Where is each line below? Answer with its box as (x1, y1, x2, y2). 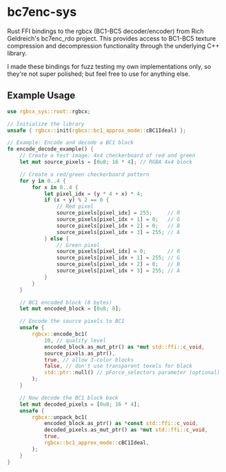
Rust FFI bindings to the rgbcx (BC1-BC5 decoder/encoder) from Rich (7, 27, 205, 35)
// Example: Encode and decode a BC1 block (7, 139, 134, 146)
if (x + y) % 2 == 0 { (43, 197, 110, 204)
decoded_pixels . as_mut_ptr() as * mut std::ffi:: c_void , (43, 426, 208, 433)
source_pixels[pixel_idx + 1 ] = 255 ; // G (56, 255, 181, 262)
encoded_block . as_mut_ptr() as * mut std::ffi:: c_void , (43, 343, 205, 351)
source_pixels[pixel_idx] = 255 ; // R (56, 210, 181, 217)
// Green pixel (56, 242, 100, 248)
